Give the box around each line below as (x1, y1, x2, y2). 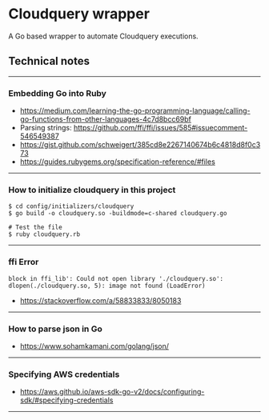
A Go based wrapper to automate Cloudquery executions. (8, 31, 199, 41)
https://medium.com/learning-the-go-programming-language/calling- (19, 106, 251, 116)
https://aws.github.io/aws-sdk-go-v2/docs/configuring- (19, 387, 205, 397)
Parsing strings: (19, 123, 72, 133)
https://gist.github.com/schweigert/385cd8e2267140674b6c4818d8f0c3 (19, 140, 261, 150)
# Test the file (8, 223, 62, 232)
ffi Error (8, 257, 39, 268)
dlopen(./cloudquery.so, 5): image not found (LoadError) (8, 282, 206, 290)
